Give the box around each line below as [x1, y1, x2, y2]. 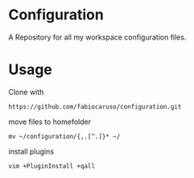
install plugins [8, 147, 55, 156]
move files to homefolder [8, 117, 91, 126]
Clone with [8, 87, 44, 97]
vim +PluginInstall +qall [8, 162, 95, 170]
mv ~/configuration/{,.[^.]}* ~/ [8, 132, 121, 140]
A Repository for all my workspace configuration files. [8, 32, 187, 42]
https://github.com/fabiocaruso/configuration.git [8, 102, 182, 110]
